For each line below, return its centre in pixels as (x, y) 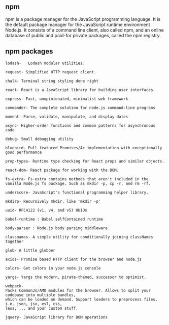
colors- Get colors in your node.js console (53, 268)
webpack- (14, 286)
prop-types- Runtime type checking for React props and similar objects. (85, 161)
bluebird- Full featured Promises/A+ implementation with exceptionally (84, 148)
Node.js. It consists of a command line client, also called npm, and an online (84, 30)
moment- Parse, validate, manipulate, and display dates (67, 117)
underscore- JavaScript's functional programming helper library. (77, 192)
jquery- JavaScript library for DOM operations (57, 317)
